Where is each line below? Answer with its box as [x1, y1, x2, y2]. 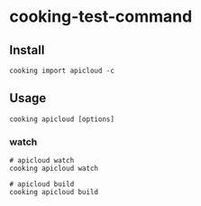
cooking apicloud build [9, 188, 99, 197]
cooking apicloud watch [9, 164, 99, 173]
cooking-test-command [9, 6, 193, 27]
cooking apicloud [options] [9, 115, 115, 124]
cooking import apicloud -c [9, 66, 115, 75]
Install [9, 42, 45, 58]
